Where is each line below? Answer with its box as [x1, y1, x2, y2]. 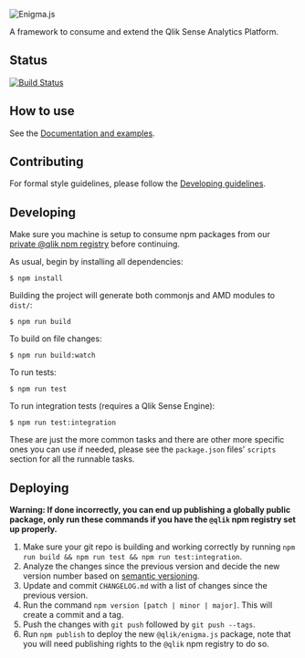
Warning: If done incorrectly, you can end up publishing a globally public [9, 505, 290, 516]
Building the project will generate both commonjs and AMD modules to [9, 290, 276, 301]
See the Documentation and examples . [9, 128, 155, 139]
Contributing [9, 154, 84, 170]
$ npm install [9, 274, 64, 283]
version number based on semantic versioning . [22, 570, 200, 581]
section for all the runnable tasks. [9, 454, 135, 465]
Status [9, 53, 48, 68]
